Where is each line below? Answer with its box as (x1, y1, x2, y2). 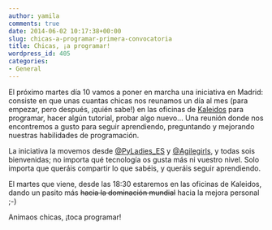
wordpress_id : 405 (8, 50, 71, 58)
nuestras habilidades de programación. (8, 130, 140, 140)
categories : (8, 58, 49, 66)
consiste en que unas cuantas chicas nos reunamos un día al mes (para (8, 95, 248, 106)
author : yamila (8, 11, 60, 20)
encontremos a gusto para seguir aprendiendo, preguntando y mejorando (8, 121, 255, 131)
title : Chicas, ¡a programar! (8, 42, 111, 50)
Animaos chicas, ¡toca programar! (8, 212, 122, 222)
